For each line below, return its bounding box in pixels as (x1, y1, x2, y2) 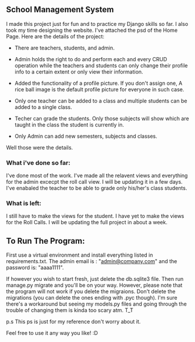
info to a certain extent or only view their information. (14, 68, 143, 75)
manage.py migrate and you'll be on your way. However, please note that (6, 282, 183, 289)
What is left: (6, 200, 42, 208)
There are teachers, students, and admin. (14, 44, 115, 51)
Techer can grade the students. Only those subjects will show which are (14, 115, 189, 122)
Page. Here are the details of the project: (6, 32, 105, 40)
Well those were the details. (6, 144, 73, 151)
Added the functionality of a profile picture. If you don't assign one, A (14, 79, 183, 87)
